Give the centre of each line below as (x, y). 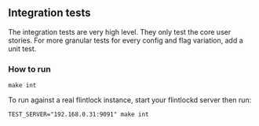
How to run (29, 69)
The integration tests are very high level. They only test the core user (120, 31)
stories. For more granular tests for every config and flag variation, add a (126, 40)
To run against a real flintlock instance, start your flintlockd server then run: (130, 100)
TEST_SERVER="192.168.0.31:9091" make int (78, 115)
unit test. (22, 48)
